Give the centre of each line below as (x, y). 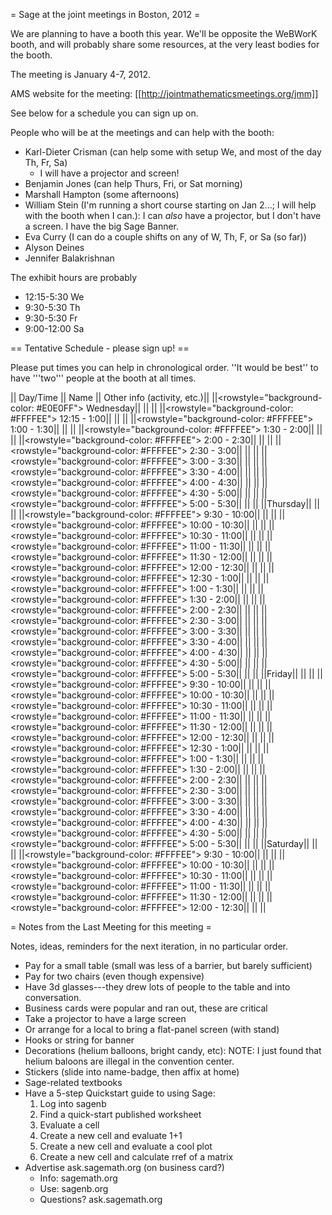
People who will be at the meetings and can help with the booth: (142, 132)
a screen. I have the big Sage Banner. (102, 226)
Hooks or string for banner (79, 1040)
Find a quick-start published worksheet (120, 1114)
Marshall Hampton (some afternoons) (102, 194)
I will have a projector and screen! (109, 173)
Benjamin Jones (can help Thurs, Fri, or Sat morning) (133, 183)
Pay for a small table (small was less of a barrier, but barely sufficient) (168, 965)
